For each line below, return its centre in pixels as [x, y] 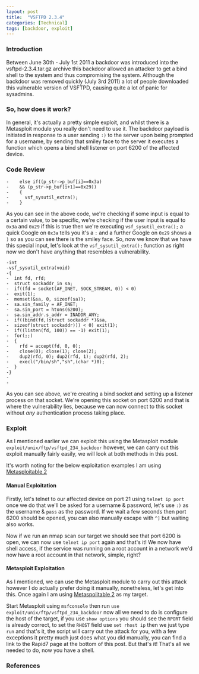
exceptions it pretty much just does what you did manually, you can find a [96, 637]
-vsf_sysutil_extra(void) [38, 268]
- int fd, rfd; [26, 279]
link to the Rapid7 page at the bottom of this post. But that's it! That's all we [98, 644]
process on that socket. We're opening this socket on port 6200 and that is [98, 400]
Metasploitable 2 [27, 472]
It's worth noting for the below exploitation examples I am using [84, 465]
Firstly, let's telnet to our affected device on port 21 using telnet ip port [95, 499]
